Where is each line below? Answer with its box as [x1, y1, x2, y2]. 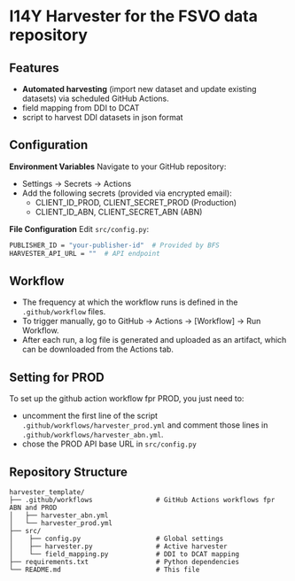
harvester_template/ [9, 488, 86, 497]
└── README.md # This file [9, 565, 200, 574]
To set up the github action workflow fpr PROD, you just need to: [9, 393, 245, 404]
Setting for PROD [9, 369, 105, 384]
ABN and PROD [9, 503, 58, 512]
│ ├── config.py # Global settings [9, 534, 224, 543]
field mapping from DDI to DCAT [21, 103, 140, 112]
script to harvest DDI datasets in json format [21, 112, 183, 122]
